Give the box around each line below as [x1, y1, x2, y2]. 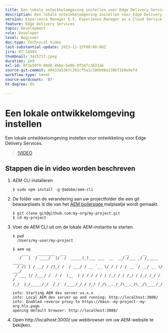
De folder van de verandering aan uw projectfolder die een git [12, 196, 140, 202]
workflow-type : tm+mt [5, 72, 50, 77]
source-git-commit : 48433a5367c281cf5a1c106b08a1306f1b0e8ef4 [5, 68, 137, 73]
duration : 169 [5, 58, 35, 63]
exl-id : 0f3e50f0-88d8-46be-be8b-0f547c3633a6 [5, 63, 104, 68]
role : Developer [5, 30, 39, 35]
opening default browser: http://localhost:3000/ [12, 308, 118, 313]
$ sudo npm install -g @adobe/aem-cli [12, 187, 93, 192]
